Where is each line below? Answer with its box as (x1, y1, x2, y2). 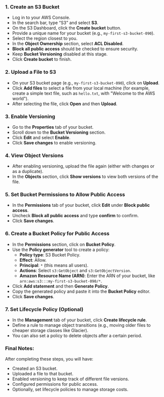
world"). (12, 95, 29, 101)
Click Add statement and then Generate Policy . (12, 283, 109, 289)
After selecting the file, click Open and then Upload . (12, 101, 117, 107)
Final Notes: (5, 345, 34, 352)
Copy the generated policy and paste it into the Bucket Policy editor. (12, 288, 151, 294)
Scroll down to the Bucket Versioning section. (12, 129, 106, 135)
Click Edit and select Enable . (12, 134, 71, 141)
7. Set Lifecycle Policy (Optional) (5, 306, 84, 312)
